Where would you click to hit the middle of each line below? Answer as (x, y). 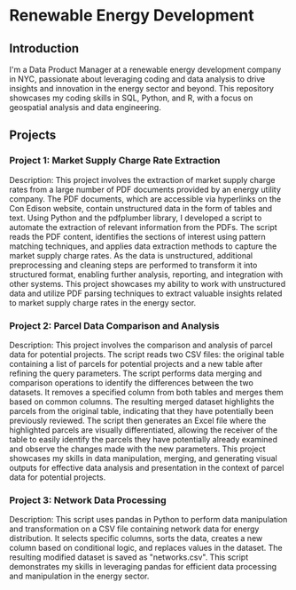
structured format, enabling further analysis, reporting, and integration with (146, 274)
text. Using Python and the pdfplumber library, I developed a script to (136, 218)
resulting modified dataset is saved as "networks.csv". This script (129, 557)
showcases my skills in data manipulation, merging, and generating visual (143, 458)
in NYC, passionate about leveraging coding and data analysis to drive (137, 79)
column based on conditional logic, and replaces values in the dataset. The (146, 548)
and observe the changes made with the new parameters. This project (137, 449)
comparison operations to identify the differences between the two (132, 382)
